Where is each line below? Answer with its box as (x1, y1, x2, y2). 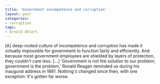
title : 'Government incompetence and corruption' (5, 7, 108, 12)
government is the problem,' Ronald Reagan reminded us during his (5, 63, 140, 69)
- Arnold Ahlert (5, 29, 38, 34)
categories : (5, 16, 29, 21)
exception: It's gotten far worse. (5, 73, 69, 79)
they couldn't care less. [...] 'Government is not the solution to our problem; (5, 58, 156, 64)
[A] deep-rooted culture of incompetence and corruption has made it (5, 43, 143, 48)
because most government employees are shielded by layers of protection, (5, 53, 155, 58)
